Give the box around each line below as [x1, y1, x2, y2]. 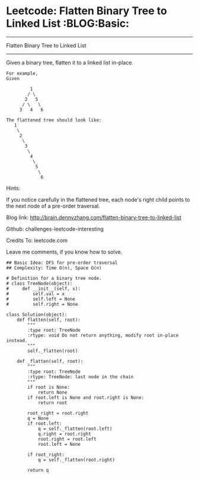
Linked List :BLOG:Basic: [6, 17, 130, 30]
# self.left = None [6, 296, 76, 302]
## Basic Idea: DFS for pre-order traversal [6, 260, 118, 266]
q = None [27, 415, 49, 421]
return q [27, 467, 49, 473]
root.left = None [37, 441, 81, 447]
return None [37, 389, 68, 395]
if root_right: [27, 452, 65, 458]
